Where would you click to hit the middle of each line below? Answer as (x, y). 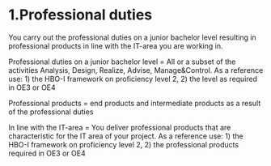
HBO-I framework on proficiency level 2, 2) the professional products (124, 144)
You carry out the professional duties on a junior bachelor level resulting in (132, 37)
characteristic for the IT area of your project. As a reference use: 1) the (126, 136)
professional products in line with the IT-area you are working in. (116, 45)
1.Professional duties (80, 15)
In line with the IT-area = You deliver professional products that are (120, 127)
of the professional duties (51, 112)
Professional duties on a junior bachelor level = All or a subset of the (122, 62)
